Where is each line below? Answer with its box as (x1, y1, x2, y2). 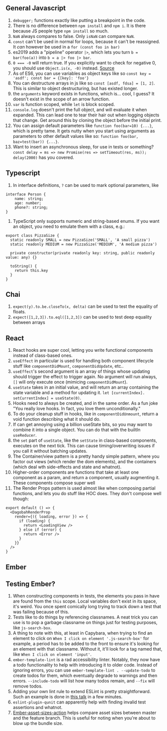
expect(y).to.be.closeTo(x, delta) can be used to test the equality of (12, 303, 158, 309)
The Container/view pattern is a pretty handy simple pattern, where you (12, 453, 160, 459)
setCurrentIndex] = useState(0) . (12, 395, 82, 401)
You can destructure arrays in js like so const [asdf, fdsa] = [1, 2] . (12, 80, 156, 86)
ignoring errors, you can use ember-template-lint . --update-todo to (12, 667, 156, 674)
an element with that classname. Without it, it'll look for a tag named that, (12, 646, 163, 652)
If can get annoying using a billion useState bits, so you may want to (12, 422, 153, 428)
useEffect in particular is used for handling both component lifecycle (12, 358, 154, 364)
